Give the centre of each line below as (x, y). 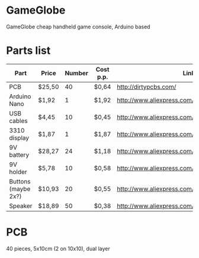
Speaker (21, 206)
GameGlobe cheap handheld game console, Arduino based (78, 27)
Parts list (28, 51)
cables (18, 121)
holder (18, 172)
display (19, 138)
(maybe (20, 189)
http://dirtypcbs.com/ (146, 86)
